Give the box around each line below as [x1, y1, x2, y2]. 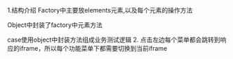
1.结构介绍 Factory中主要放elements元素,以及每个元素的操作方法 [7, 6, 193, 14]
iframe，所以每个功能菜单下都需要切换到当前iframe [19, 44, 168, 52]
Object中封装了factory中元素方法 [7, 21, 103, 29]
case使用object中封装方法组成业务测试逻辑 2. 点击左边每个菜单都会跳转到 [7, 35, 221, 44]
